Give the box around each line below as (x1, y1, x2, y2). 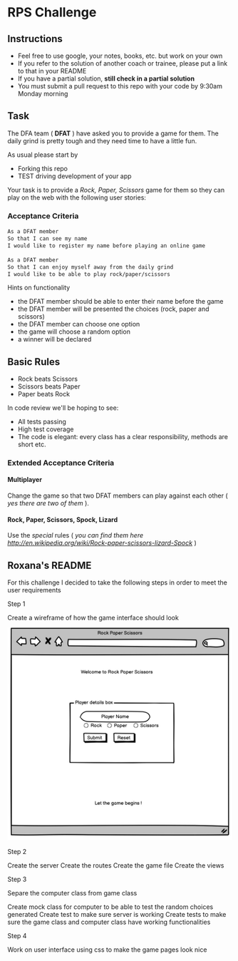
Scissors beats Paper (17, 382, 81, 391)
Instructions (7, 33, 63, 45)
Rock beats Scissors (17, 374, 78, 383)
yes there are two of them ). (7, 499, 89, 508)
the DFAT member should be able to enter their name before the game (17, 297, 224, 306)
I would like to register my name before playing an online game (7, 242, 205, 250)
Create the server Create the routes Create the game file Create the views (7, 860, 224, 870)
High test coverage (17, 425, 74, 433)
